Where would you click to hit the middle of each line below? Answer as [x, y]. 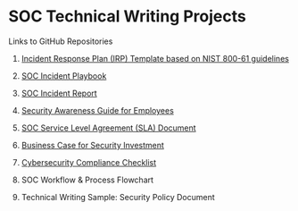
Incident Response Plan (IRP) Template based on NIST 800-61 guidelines [155, 58]
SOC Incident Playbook [64, 76]
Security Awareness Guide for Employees [98, 110]
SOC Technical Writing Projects [127, 17]
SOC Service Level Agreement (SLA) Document [109, 128]
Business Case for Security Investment [92, 145]
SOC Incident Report [59, 93]
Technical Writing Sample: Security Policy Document [118, 197]
